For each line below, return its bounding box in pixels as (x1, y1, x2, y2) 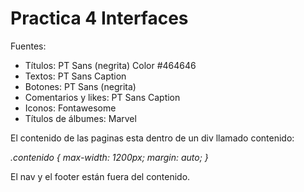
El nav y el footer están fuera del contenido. (10, 170, 191, 182)
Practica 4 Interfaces (10, 7, 189, 30)
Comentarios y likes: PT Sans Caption (24, 91, 181, 103)
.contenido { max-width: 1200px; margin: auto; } (10, 151, 209, 163)
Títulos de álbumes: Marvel (24, 112, 137, 124)
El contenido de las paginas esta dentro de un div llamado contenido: (10, 132, 295, 144)
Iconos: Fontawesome (24, 102, 117, 114)
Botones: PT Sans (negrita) (24, 80, 137, 92)
